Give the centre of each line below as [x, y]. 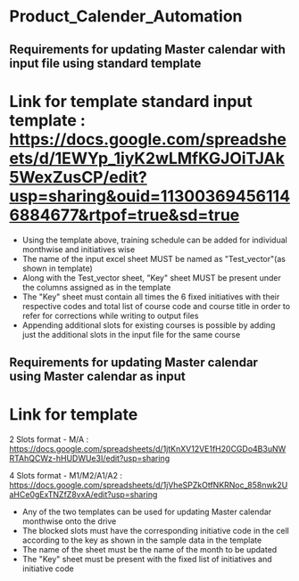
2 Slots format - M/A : [49, 439]
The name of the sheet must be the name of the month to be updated [149, 549]
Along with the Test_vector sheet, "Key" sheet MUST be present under [151, 277]
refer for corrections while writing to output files [110, 315]
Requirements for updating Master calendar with [147, 49]
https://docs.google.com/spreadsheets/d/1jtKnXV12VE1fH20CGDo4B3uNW [148, 448]
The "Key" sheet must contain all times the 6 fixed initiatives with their [151, 297]
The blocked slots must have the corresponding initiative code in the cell [156, 530]
